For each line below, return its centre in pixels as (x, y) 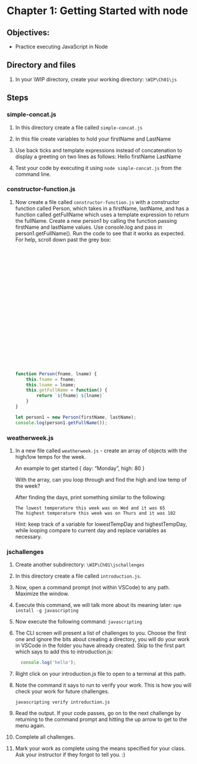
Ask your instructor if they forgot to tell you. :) (70, 755)
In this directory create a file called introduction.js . (78, 576)
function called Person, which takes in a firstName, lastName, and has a (102, 208)
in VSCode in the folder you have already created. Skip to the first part (100, 646)
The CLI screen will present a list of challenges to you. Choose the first (101, 633)
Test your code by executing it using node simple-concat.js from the (98, 168)
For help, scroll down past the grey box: (63, 239)
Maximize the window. (42, 594)
